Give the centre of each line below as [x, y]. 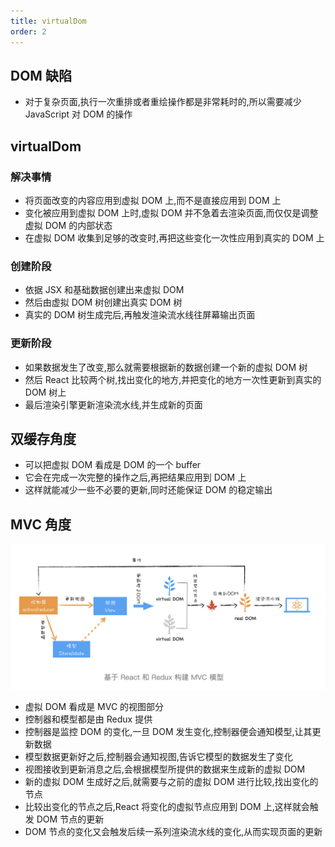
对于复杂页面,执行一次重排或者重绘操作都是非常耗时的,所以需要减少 [163, 102]
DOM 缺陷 [41, 75]
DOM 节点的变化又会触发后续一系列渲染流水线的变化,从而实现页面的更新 [173, 832]
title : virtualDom [48, 21]
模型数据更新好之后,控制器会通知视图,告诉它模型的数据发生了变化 [158, 757]
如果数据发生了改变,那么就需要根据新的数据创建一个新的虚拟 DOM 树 [166, 367]
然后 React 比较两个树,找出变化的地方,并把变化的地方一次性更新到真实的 [173, 379]
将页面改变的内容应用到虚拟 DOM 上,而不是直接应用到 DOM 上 [153, 200]
